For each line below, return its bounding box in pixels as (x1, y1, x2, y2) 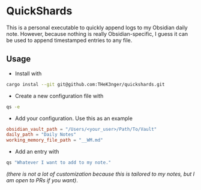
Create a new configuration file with (14, 92, 104, 99)
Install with (14, 70, 42, 77)
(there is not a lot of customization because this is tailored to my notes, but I (6, 170, 195, 177)
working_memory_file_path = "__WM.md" (6, 137, 103, 143)
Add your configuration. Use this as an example (14, 115, 133, 122)
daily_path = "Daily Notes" (6, 131, 77, 138)
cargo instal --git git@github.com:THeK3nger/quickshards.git (6, 81, 165, 87)
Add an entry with (14, 148, 59, 155)
